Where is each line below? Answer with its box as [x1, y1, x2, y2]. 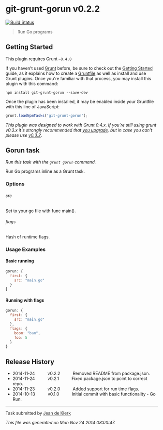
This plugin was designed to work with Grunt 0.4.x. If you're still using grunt [5, 122, 157, 128]
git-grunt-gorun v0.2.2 [5, 3, 100, 15]
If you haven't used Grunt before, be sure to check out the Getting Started [5, 65, 153, 71]
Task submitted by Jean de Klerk [5, 410, 71, 416]
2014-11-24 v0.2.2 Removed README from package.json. [12, 370, 150, 377]
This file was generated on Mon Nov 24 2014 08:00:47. [5, 420, 116, 426]
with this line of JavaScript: [5, 103, 60, 110]
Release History [5, 358, 55, 366]
